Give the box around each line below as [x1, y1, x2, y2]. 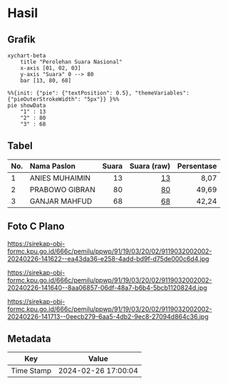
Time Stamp [11, 366, 52, 376]
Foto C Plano [7, 221, 65, 233]
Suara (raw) [129, 161, 171, 171]
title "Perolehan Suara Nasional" [20, 58, 123, 65]
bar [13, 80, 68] [20, 77, 72, 84]
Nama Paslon [29, 161, 76, 171]
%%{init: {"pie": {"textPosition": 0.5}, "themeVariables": [7, 90, 190, 97]
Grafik [7, 33, 36, 46]
